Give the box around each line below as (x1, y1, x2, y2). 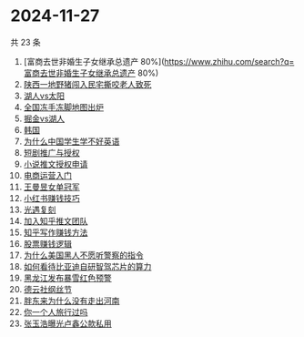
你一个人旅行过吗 (23, 306, 88, 317)
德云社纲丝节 (23, 283, 72, 294)
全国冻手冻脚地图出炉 (23, 101, 104, 112)
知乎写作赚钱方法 (23, 227, 88, 238)
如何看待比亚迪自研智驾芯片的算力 (23, 260, 152, 271)
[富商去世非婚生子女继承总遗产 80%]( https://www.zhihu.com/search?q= (23, 56, 295, 66)
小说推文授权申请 (23, 158, 88, 169)
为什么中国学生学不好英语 (23, 136, 120, 147)
